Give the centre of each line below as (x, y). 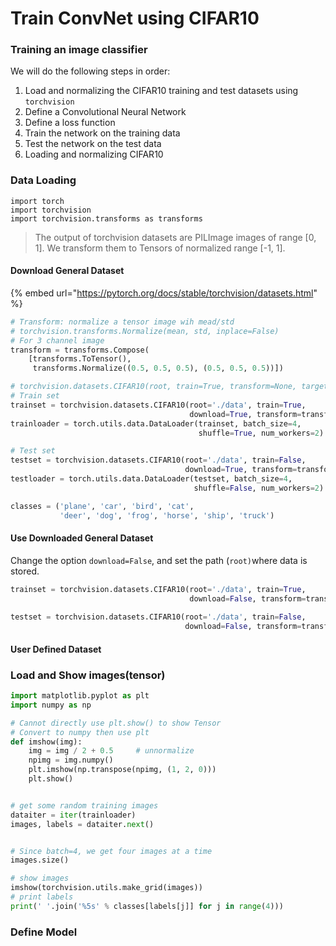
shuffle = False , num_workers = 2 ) (259, 488)
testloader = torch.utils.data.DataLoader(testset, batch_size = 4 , (151, 479)
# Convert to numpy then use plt (80, 732)
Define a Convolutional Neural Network (105, 112)
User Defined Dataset (56, 649)
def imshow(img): (46, 742)
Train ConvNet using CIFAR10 (135, 18)
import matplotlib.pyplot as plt (80, 696)
